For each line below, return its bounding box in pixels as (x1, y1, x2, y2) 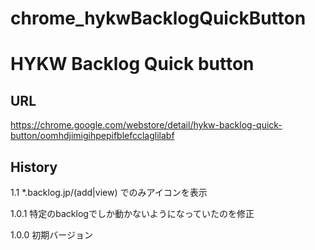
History (10, 158, 58, 176)
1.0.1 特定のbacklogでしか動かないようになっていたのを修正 (10, 208, 255, 219)
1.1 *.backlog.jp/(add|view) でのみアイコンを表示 (10, 187, 208, 198)
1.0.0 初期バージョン (10, 229, 94, 241)
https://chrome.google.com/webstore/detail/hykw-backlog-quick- (10, 119, 283, 131)
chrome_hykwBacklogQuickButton (10, 7, 307, 30)
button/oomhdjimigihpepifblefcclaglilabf (10, 130, 175, 142)
